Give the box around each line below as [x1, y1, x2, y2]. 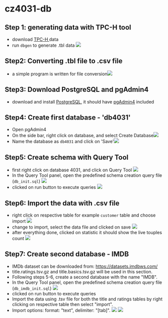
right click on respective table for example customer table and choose [12, 212, 156, 219]
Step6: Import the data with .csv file [5, 199, 120, 207]
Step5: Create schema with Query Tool [5, 153, 129, 161]
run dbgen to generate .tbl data [12, 42, 75, 48]
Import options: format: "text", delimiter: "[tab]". [12, 307, 111, 313]
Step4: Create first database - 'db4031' [5, 114, 131, 122]
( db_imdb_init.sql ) [12, 285, 52, 291]
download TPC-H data [12, 36, 59, 42]
